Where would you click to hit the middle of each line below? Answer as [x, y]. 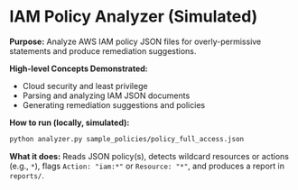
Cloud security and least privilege [85, 86]
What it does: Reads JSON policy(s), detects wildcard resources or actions [149, 156]
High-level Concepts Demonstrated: [79, 68]
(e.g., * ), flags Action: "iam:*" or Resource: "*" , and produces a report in [147, 166]
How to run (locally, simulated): [70, 122]
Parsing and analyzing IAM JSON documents [106, 95]
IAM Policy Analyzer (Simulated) [134, 17]
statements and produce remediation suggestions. [103, 50]
